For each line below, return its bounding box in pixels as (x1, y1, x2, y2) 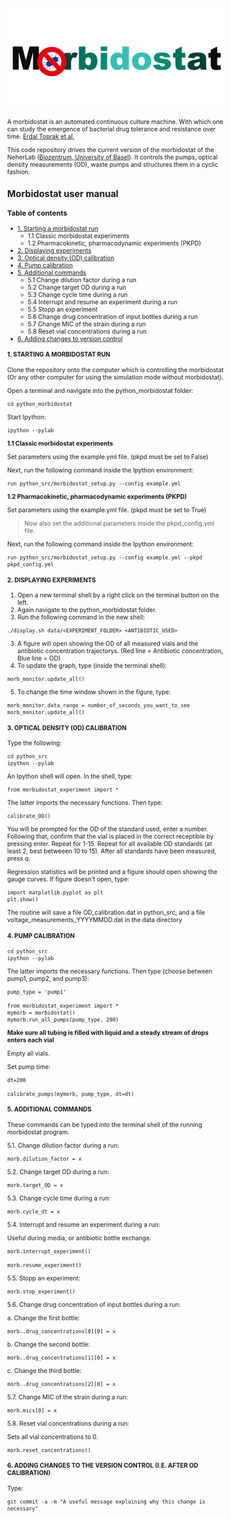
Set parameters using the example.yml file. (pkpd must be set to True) (7, 506, 207, 514)
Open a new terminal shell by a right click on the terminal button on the (17, 591, 219, 600)
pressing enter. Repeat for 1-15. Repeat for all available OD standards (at (7, 840, 212, 848)
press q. (7, 854, 31, 863)
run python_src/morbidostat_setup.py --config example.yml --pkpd (7, 554, 203, 562)
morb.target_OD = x (7, 1181, 64, 1188)
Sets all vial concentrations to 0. (7, 1433, 98, 1441)
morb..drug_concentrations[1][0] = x (7, 1354, 116, 1361)
